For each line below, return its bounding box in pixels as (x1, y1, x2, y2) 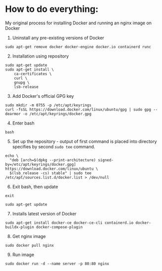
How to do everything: (5, 3, 99, 15)
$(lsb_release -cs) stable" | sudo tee (9, 170, 92, 176)
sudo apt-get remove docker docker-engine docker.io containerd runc (5, 44, 152, 49)
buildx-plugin (5, 224, 35, 229)
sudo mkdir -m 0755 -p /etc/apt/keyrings (5, 103, 92, 108)
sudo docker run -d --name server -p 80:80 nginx (5, 261, 110, 266)
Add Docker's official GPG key (12, 93, 74, 99)
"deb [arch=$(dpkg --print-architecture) (9, 157, 96, 162)
